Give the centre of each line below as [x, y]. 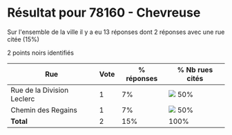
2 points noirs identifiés [41, 53]
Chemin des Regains [44, 110]
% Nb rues [195, 69]
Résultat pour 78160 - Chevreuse [104, 13]
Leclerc [23, 98]
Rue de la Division [40, 90]
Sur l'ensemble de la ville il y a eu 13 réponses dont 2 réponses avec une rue [116, 32]
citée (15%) [23, 39]
